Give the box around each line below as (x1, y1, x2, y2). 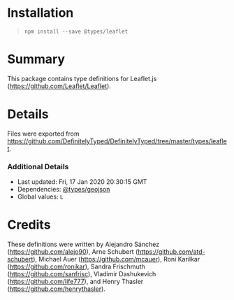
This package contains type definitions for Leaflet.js (7, 74, 157, 83)
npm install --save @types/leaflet (24, 28, 129, 35)
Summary (7, 51, 65, 67)
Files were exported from (7, 129, 80, 138)
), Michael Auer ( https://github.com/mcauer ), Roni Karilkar (32, 255, 200, 264)
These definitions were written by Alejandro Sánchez (7, 240, 159, 249)
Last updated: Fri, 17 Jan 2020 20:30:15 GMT (17, 178, 147, 186)
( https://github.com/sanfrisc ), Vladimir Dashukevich (7, 270, 156, 278)
